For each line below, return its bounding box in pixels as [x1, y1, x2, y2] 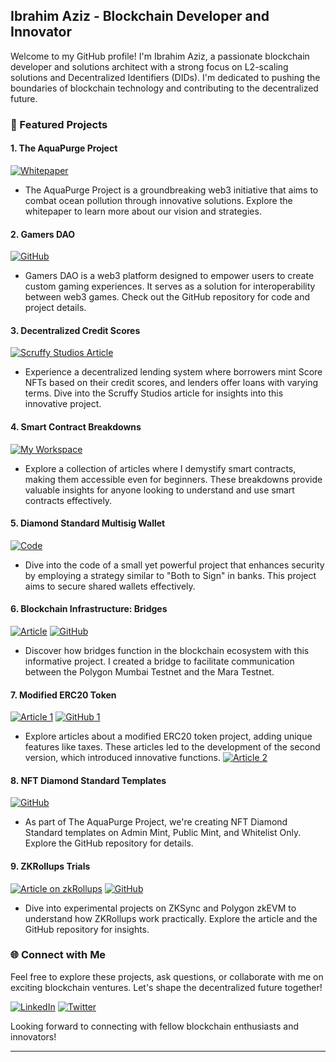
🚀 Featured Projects [10, 117, 108, 131]
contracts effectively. [24, 494, 113, 506]
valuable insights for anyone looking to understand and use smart [24, 484, 295, 496]
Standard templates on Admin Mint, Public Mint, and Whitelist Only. [24, 827, 302, 839]
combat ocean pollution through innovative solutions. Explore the [24, 194, 293, 206]
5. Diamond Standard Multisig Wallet [10, 517, 166, 529]
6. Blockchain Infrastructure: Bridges [10, 603, 168, 615]
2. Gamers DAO [10, 228, 76, 240]
